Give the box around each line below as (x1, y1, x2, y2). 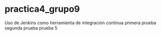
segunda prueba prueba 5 (4, 25, 58, 31)
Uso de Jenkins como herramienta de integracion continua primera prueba (4, 20, 156, 26)
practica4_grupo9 (4, 3, 80, 15)
